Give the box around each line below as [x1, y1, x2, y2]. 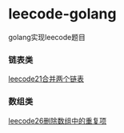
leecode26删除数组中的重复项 [8, 115, 107, 125]
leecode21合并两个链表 [8, 74, 85, 84]
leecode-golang [8, 5, 117, 23]
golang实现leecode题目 [8, 32, 86, 42]
